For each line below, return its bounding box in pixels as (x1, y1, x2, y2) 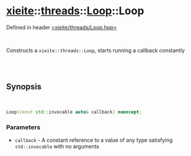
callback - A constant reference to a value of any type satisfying (14, 136, 173, 144)
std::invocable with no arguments (14, 142, 100, 149)
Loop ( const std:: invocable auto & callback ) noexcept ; (6, 109, 142, 115)
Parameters (6, 123, 40, 131)
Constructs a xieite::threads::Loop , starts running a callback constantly (6, 46, 185, 54)
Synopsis (6, 82, 42, 92)
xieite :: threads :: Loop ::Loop (6, 4, 144, 18)
